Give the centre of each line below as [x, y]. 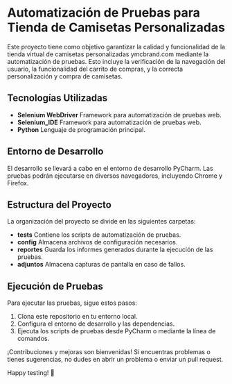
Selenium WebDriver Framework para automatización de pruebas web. [119, 115]
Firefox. [18, 183]
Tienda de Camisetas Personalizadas [116, 27]
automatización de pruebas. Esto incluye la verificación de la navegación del [116, 61]
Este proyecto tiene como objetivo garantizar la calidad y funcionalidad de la [116, 47]
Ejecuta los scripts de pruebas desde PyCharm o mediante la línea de [116, 331]
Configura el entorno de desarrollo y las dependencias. [96, 324]
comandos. [33, 339]
